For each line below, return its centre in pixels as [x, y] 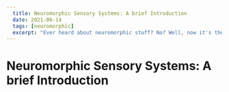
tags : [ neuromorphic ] [43, 26]
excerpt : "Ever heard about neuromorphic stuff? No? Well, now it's [112, 32]
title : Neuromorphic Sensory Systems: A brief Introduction [100, 13]
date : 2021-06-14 [37, 20]
